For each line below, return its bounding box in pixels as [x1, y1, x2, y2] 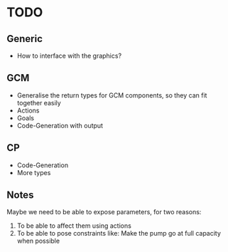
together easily [16, 98, 61, 107]
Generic [6, 33, 43, 45]
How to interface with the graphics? [16, 51, 122, 60]
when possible [16, 236, 60, 246]
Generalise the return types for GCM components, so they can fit [16, 90, 207, 100]
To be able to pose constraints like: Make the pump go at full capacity [16, 229, 222, 238]
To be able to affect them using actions [16, 221, 132, 230]
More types [16, 168, 51, 177]
